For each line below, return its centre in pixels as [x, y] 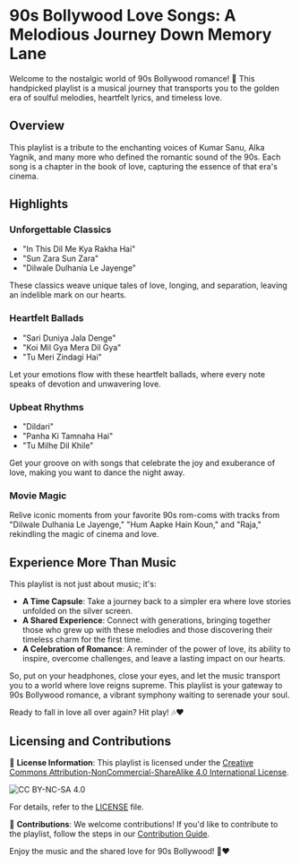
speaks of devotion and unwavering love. [85, 384]
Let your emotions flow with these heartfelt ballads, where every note [137, 374]
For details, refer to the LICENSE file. [77, 807]
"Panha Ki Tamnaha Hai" [68, 437]
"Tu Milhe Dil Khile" [58, 445]
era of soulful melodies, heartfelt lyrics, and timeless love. [116, 97]
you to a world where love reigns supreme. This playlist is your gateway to [146, 686]
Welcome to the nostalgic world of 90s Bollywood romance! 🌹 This [132, 78]
